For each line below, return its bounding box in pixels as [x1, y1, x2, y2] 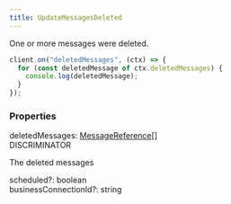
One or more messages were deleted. [9, 38, 149, 49]
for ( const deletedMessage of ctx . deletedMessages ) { [17, 64, 223, 73]
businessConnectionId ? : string [9, 184, 122, 195]
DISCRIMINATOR [9, 140, 72, 151]
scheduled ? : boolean [9, 174, 87, 185]
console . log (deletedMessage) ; [25, 72, 139, 81]
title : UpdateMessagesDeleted [9, 13, 123, 22]
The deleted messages [9, 157, 94, 168]
